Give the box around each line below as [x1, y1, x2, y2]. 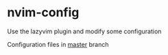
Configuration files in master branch [7, 40, 109, 48]
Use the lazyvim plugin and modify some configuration [7, 27, 162, 35]
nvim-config [7, 5, 80, 20]
